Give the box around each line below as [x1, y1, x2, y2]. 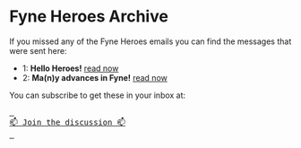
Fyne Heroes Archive [9, 6, 168, 27]
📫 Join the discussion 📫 [9, 117, 126, 127]
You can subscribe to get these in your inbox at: [9, 90, 186, 100]
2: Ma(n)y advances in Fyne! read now [21, 72, 168, 83]
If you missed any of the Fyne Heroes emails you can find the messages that [9, 36, 292, 47]
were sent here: [9, 45, 67, 56]
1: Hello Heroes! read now [21, 63, 119, 74]
